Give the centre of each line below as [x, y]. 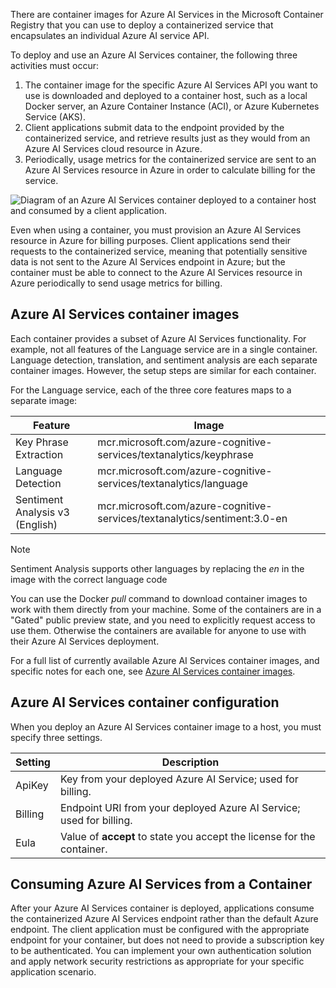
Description [190, 762]
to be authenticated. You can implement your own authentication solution [161, 951]
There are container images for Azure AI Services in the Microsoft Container [167, 14]
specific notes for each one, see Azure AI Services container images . [153, 671]
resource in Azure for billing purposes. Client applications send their [151, 240]
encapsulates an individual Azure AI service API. [110, 35]
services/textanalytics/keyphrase [175, 454]
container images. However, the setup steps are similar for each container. [163, 370]
